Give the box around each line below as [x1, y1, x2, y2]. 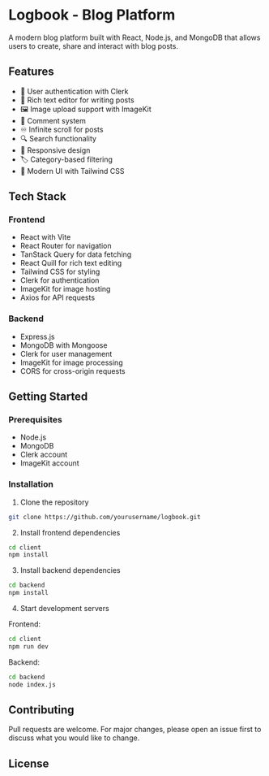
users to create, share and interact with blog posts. [8, 41, 178, 50]
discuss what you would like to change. [8, 733, 140, 743]
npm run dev [8, 642, 49, 651]
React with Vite [19, 232, 71, 242]
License [8, 756, 49, 770]
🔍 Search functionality [19, 133, 97, 143]
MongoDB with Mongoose [19, 340, 108, 350]
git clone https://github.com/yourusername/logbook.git [8, 513, 201, 521]
